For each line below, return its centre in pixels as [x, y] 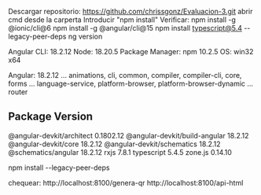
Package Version [50, 117]
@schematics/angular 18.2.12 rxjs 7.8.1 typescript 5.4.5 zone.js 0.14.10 [120, 152]
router [18, 92]
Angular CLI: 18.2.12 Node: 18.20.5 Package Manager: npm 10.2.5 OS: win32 [131, 52]
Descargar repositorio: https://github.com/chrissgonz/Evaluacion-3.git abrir [130, 11]
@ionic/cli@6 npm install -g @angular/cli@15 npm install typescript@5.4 [125, 28]
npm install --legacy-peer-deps [59, 167]
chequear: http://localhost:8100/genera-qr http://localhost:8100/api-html [126, 182]
